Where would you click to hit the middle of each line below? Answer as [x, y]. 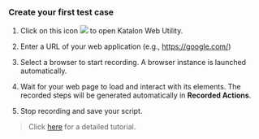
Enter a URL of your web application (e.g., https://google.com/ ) [125, 46]
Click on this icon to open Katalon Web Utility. [101, 31]
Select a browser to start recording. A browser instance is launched [133, 63]
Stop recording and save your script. [81, 111]
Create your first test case [61, 12]
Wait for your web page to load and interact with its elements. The [130, 87]
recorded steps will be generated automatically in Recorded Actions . [136, 95]
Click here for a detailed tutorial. [82, 127]
